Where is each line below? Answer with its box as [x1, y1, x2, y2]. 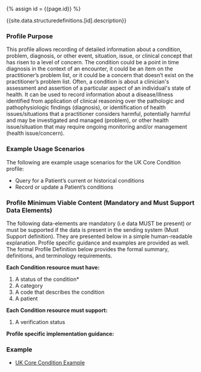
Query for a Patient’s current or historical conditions [15, 177, 145, 184]
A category [15, 282, 44, 289]
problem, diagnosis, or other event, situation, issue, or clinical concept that [6, 52, 193, 59]
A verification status [15, 318, 65, 325]
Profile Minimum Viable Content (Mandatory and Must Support [6, 198, 195, 207]
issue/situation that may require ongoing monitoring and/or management [6, 123, 188, 130]
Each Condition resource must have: [6, 263, 100, 271]
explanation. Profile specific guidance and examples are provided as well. [6, 239, 189, 246]
